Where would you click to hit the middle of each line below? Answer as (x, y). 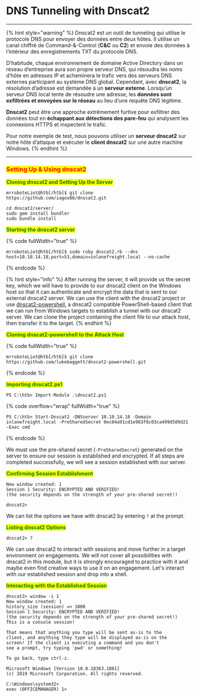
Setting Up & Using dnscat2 (46, 169)
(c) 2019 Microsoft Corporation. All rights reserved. (75, 674)
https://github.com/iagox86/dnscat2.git (57, 198)
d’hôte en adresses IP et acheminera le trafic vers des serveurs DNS (89, 75)
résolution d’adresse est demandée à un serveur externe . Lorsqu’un (89, 88)
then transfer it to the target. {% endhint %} (59, 323)
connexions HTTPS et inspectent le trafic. (57, 124)
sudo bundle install (32, 219)
